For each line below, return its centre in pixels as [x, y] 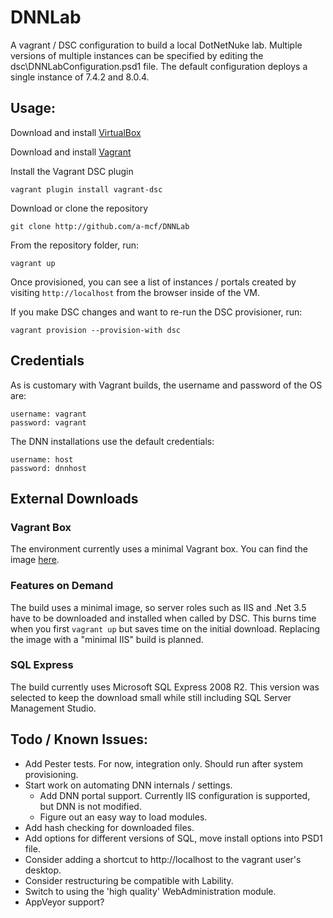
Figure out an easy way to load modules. [123, 817]
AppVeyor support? [64, 902]
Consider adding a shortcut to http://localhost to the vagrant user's [163, 859]
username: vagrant [48, 414]
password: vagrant [48, 422]
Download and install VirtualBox [76, 132]
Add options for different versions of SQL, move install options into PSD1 [173, 838]
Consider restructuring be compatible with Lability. [129, 880]
